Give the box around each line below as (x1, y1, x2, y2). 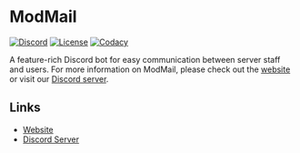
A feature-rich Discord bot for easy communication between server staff (9, 54, 281, 65)
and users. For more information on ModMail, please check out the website (9, 64, 291, 75)
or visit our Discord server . (9, 73, 109, 84)
